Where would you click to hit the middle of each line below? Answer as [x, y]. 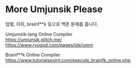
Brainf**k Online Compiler [33, 55]
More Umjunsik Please [54, 9]
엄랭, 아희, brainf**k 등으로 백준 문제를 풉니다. [52, 24]
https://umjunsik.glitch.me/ [34, 40]
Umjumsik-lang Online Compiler [39, 34]
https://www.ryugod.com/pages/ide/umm [49, 45]
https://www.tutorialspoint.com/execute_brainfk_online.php [68, 60]
